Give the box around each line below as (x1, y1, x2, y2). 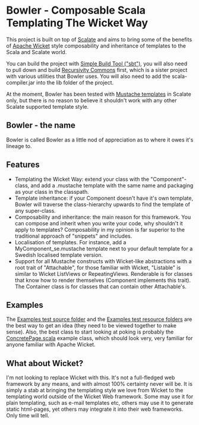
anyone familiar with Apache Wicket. (6, 341, 96, 348)
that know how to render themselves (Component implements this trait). (14, 276, 191, 284)
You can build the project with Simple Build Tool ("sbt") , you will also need (6, 60, 188, 67)
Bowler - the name (6, 120, 76, 131)
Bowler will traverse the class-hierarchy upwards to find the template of (14, 200, 190, 208)
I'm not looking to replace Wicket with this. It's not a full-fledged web (6, 374, 175, 381)
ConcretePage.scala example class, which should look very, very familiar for (6, 335, 193, 342)
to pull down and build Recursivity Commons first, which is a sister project (6, 66, 188, 73)
